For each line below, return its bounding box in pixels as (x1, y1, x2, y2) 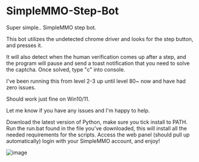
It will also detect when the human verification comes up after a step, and (6, 53, 186, 60)
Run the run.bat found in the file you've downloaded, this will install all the (6, 124, 187, 132)
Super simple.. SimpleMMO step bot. (6, 24, 97, 31)
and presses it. (6, 42, 43, 49)
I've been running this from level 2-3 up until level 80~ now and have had (6, 77, 186, 85)
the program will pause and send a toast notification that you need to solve (6, 60, 190, 67)
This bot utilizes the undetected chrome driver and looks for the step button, (6, 35, 194, 42)
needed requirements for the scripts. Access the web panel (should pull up (6, 131, 190, 138)
